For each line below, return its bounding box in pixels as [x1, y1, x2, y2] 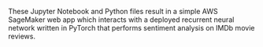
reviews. [8, 31, 35, 41]
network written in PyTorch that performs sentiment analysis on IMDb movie [8, 23, 255, 32]
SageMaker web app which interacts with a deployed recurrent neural [8, 15, 235, 24]
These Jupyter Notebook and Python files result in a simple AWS [8, 7, 218, 16]
